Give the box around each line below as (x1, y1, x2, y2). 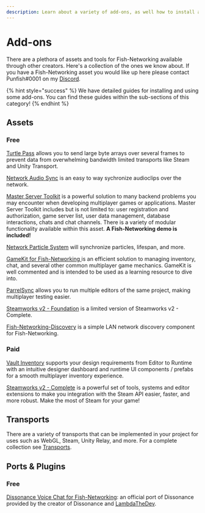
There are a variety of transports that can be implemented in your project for (6, 431, 199, 438)
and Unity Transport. (6, 162, 59, 170)
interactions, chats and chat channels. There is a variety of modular (6, 219, 176, 226)
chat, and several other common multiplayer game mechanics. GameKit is (6, 262, 192, 269)
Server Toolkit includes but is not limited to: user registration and (6, 206, 169, 213)
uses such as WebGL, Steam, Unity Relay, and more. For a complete (6, 437, 178, 445)
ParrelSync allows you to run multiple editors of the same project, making (6, 286, 191, 294)
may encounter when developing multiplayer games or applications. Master (6, 199, 196, 206)
